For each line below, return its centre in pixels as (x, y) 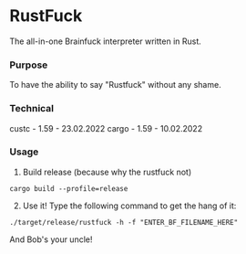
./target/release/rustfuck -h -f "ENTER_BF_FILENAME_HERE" (124, 222)
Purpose (29, 65)
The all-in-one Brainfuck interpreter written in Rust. (106, 41)
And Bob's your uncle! (51, 239)
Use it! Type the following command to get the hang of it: (129, 206)
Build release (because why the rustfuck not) (107, 172)
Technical (32, 109)
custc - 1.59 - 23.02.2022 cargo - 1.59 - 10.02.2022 (106, 128)
